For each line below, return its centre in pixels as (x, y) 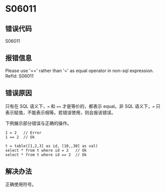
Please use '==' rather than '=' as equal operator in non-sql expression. (79, 71)
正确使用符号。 (21, 184)
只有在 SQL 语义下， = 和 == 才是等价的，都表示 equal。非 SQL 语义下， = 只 (83, 106)
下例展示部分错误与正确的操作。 (38, 123)
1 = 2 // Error (23, 133)
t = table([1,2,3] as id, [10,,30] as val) (52, 146)
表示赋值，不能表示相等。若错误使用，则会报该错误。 (61, 112)
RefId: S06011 (19, 76)
